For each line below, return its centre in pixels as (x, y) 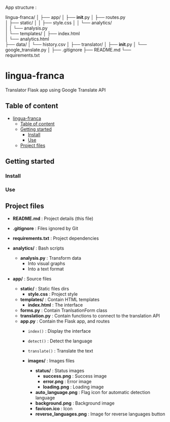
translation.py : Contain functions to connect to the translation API (90, 315)
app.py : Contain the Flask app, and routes (65, 321)
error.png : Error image (67, 381)
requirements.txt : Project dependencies (56, 238)
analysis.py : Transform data (50, 258)
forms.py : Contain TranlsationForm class (64, 310)
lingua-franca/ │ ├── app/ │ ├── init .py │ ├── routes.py (65, 17)
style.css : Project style (53, 294)
